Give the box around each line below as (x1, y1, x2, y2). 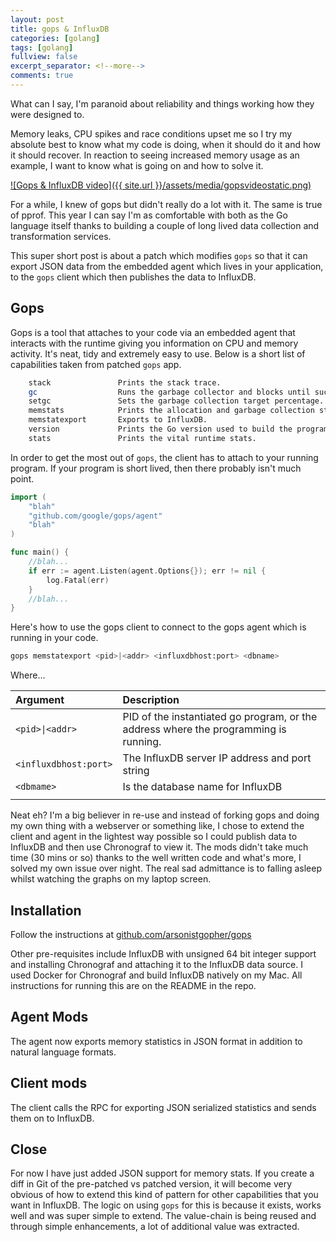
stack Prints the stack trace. (28, 377, 222, 388)
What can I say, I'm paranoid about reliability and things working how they (10, 97, 315, 110)
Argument (15, 693, 65, 707)
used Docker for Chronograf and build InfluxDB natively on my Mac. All (10, 969, 303, 981)
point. (10, 472, 35, 485)
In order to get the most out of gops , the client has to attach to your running (10, 451, 319, 463)
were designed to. (10, 108, 85, 120)
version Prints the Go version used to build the (28, 424, 293, 435)
